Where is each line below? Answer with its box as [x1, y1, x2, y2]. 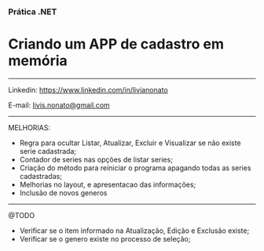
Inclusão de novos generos [19, 187, 108, 198]
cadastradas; [19, 171, 63, 180]
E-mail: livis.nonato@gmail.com [8, 100, 110, 110]
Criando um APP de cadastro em [8, 35, 224, 53]
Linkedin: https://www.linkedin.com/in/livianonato [8, 85, 169, 94]
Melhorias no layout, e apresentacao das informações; [19, 180, 196, 189]
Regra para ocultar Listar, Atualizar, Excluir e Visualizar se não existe [19, 138, 241, 147]
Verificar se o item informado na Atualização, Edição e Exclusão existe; [19, 226, 250, 235]
